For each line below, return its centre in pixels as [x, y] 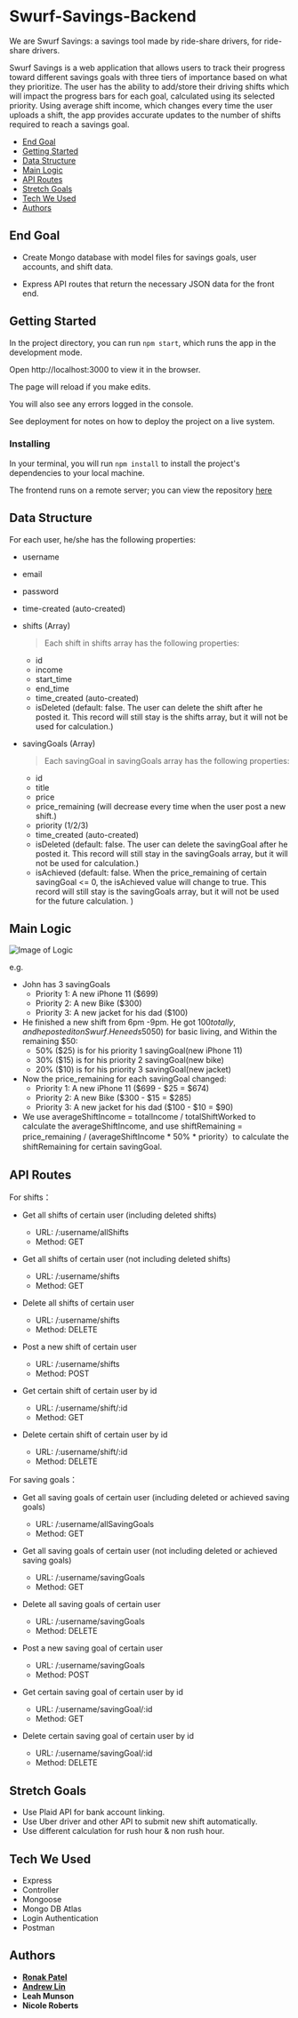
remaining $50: [50, 1041]
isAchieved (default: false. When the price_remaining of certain [151, 872]
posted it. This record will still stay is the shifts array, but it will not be [161, 717]
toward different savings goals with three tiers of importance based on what [148, 76]
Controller [40, 1889]
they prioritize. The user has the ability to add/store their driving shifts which [149, 86]
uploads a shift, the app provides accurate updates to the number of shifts [145, 115]
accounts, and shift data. [68, 266]
